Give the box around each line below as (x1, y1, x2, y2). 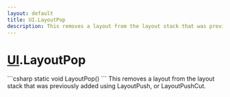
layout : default (7, 10, 53, 17)
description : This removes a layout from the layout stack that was (7, 23, 207, 29)
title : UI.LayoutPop (7, 16, 66, 23)
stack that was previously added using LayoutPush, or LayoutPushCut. (7, 82, 207, 90)
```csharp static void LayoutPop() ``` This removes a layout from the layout (7, 74, 215, 83)
